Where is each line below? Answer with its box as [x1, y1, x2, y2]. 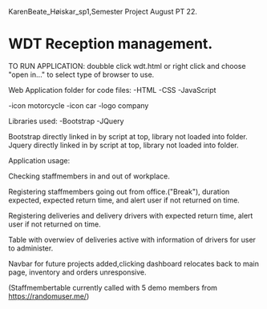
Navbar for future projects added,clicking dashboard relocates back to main [8, 259, 259, 268]
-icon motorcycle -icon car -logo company [8, 100, 149, 110]
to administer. [8, 243, 54, 253]
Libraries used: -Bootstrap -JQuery [8, 116, 124, 126]
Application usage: [8, 155, 71, 165]
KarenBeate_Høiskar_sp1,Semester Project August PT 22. [8, 7, 198, 16]
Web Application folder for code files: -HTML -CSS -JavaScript [8, 85, 216, 94]
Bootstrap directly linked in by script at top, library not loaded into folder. [8, 131, 248, 141]
